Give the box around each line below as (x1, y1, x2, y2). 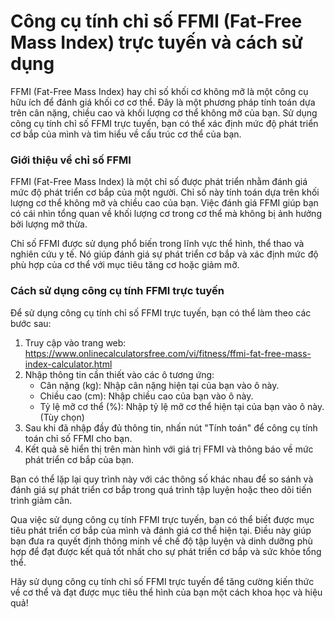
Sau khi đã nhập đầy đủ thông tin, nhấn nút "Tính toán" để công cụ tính (24, 421, 318, 434)
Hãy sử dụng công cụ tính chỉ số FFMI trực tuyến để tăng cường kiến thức (10, 575, 315, 587)
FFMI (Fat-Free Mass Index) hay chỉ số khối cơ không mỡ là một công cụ (10, 85, 309, 97)
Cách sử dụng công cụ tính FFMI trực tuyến (10, 284, 225, 298)
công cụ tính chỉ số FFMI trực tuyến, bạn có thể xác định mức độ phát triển (10, 117, 319, 129)
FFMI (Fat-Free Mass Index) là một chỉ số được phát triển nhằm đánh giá (10, 176, 308, 188)
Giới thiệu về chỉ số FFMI (10, 153, 132, 167)
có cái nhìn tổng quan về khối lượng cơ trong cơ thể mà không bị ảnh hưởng (10, 208, 322, 220)
